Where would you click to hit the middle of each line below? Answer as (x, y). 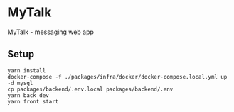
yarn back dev (28, 95)
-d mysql (20, 83)
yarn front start (33, 101)
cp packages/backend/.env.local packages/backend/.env (90, 89)
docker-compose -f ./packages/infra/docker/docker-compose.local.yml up (117, 77)
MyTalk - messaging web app (51, 32)
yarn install (27, 71)
